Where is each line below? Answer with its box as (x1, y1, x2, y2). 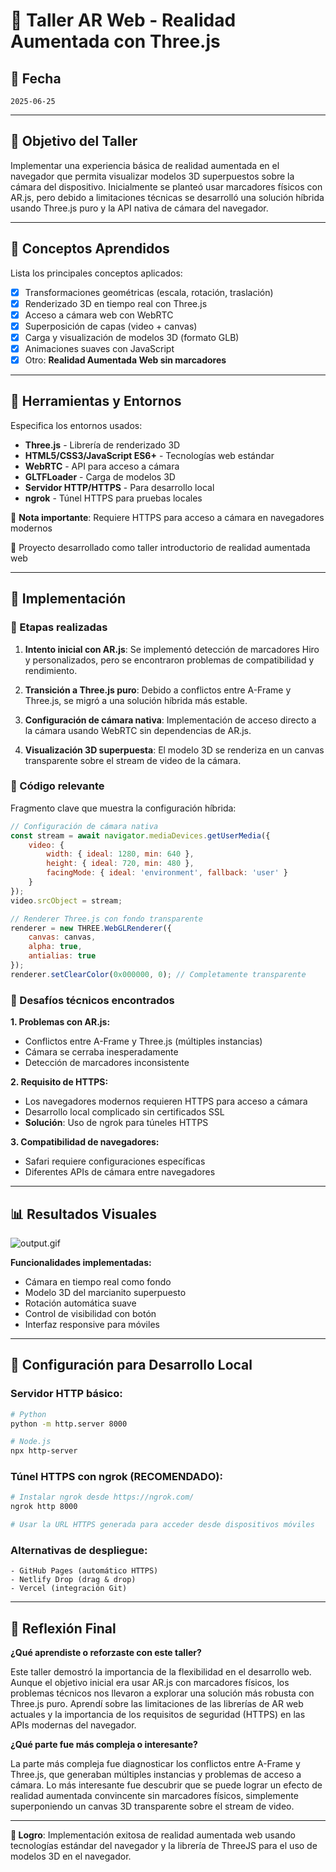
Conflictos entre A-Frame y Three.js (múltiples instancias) (24, 1035, 263, 1048)
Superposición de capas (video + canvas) (24, 320, 198, 332)
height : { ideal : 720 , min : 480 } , (46, 859, 195, 869)
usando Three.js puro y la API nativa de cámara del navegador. (10, 202, 269, 214)
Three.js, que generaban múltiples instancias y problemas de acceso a (10, 1769, 302, 1781)
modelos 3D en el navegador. (10, 1850, 132, 1863)
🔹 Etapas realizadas (10, 620, 108, 634)
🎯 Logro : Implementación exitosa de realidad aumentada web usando (10, 1829, 296, 1841)
